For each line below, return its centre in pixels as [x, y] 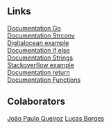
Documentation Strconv [41, 35]
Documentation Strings [40, 58]
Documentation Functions [44, 80]
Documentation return [39, 72]
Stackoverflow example [41, 64]
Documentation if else [39, 50]
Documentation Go [34, 28]
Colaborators [36, 102]
